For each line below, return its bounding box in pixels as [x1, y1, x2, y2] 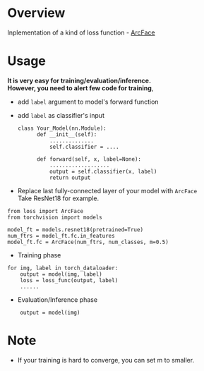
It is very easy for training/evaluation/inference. [7, 76, 152, 85]
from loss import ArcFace [7, 207, 83, 214]
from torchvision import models [7, 214, 102, 221]
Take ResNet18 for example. [17, 194, 100, 202]
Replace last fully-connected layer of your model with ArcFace [17, 186, 198, 195]
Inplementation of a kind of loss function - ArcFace [7, 28, 155, 37]
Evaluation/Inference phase [17, 295, 97, 304]
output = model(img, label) [20, 270, 102, 278]
